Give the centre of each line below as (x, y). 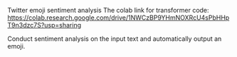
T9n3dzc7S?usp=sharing (44, 25)
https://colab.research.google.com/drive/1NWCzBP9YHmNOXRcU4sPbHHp (118, 18)
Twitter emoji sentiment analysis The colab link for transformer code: (108, 10)
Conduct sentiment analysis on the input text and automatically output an (115, 39)
